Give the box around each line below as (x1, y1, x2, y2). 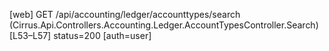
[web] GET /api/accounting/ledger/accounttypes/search (9, 9, 241, 20)
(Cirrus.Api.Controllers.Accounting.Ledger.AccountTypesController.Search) (9, 19, 319, 31)
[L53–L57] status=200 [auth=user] (9, 30, 152, 41)
